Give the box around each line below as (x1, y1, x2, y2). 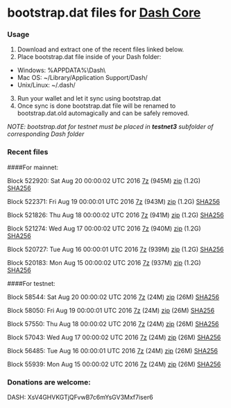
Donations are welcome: (7, 377, 92, 386)
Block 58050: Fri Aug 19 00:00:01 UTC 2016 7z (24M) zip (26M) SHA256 (7, 306, 215, 314)
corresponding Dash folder (7, 130, 85, 138)
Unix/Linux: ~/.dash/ (17, 81, 76, 90)
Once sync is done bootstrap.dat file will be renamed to (17, 102, 176, 110)
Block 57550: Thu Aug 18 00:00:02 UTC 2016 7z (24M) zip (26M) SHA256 (7, 319, 219, 328)
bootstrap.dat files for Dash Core (7, 5, 201, 21)
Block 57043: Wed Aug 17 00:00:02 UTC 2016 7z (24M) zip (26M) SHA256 (7, 333, 221, 341)
